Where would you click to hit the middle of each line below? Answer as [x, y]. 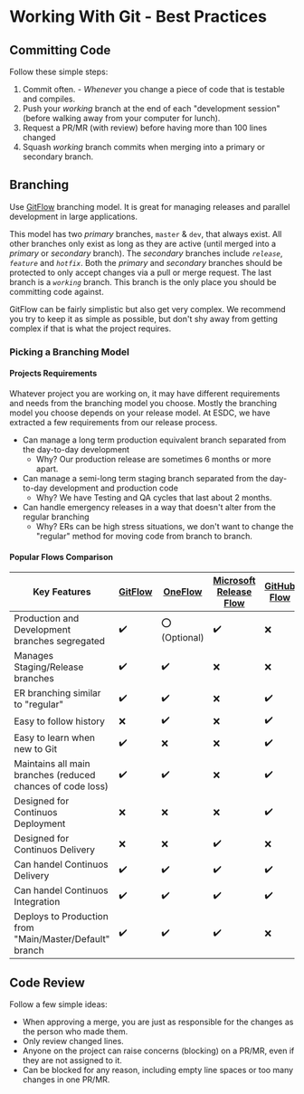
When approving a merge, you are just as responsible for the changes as [158, 1022]
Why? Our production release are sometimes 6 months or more [153, 459]
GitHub [280, 586]
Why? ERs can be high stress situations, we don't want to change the [165, 526]
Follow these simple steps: [59, 71]
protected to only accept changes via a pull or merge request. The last [140, 272]
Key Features [62, 592]
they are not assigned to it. [72, 1060]
